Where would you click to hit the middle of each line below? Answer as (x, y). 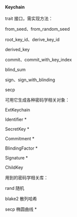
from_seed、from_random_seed (38, 29)
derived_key (17, 50)
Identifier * (16, 119)
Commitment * (20, 139)
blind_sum (15, 70)
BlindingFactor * (21, 148)
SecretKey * (17, 129)
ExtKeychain (18, 110)
